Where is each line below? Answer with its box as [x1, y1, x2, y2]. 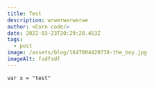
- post [13, 42, 33, 49]
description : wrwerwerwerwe [7, 17, 89, 24]
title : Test [7, 10, 42, 17]
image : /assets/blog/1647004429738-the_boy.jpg [7, 49, 148, 56]
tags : [7, 36, 23, 43]
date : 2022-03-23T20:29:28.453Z [7, 29, 101, 37]
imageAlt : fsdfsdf [7, 56, 60, 63]
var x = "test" [7, 74, 51, 81]
